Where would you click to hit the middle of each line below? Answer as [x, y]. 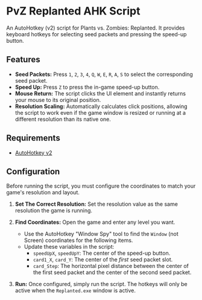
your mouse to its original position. [58, 100]
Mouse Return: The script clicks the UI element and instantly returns [100, 93]
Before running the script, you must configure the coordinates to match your [101, 186]
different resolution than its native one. [63, 119]
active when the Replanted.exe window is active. [75, 290]
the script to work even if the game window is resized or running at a [100, 112]
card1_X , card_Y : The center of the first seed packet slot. [103, 260]
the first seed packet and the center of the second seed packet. [112, 272]
